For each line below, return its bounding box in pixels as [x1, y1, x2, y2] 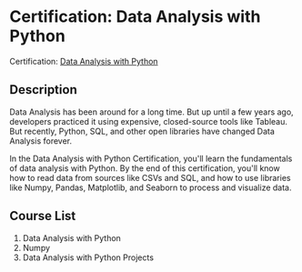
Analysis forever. [9, 135, 73, 146]
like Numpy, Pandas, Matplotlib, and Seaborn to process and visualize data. [9, 182, 293, 193]
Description [9, 82, 77, 97]
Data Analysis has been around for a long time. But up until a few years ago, [9, 106, 294, 117]
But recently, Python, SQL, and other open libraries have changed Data [9, 126, 276, 136]
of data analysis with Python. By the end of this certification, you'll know [9, 162, 280, 174]
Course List [9, 208, 76, 224]
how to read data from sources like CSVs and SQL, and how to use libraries [9, 172, 291, 183]
